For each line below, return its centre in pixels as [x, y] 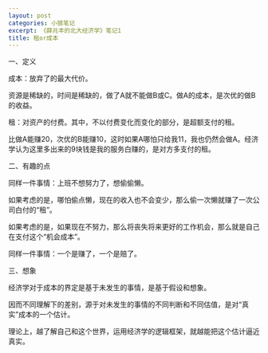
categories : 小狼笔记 [42, 23]
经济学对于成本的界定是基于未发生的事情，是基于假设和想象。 [110, 288]
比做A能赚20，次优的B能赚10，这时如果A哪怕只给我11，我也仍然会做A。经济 [134, 139]
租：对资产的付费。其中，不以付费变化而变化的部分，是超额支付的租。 [124, 122]
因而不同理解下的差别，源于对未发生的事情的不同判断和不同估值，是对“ [125, 304]
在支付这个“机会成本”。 [47, 237]
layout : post [30, 16]
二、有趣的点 [29, 166]
